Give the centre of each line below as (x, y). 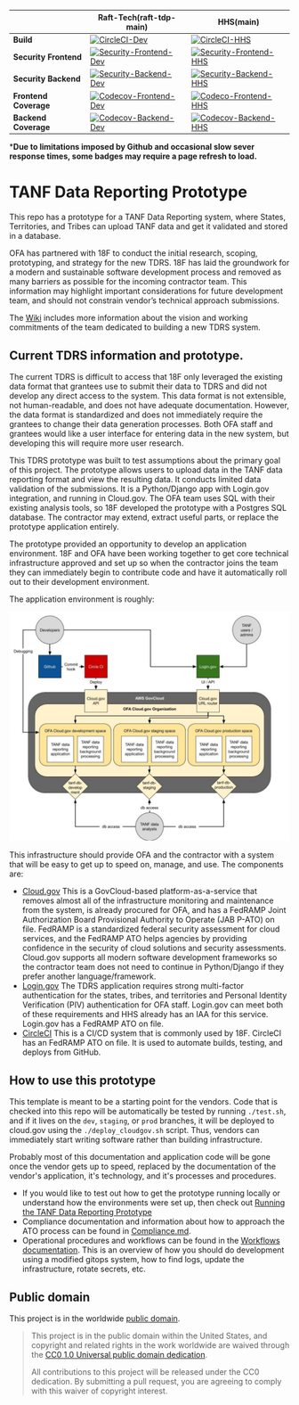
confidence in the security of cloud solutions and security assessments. (154, 948)
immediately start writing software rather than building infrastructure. (136, 1140)
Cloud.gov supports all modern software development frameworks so (149, 957)
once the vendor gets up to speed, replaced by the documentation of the (143, 1167)
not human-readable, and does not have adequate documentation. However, (149, 405)
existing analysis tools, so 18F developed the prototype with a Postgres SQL (148, 508)
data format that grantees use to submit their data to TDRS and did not (138, 386)
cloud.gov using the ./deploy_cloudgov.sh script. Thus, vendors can (134, 1130)
